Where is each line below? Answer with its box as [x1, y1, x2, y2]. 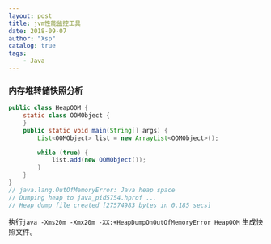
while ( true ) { [37, 149, 89, 157]
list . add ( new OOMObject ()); [51, 156, 147, 164]
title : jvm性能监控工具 [8, 19, 81, 27]
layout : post [8, 11, 53, 20]
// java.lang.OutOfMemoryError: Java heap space [8, 186, 176, 194]
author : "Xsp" [8, 34, 57, 43]
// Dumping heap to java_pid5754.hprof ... [8, 193, 158, 202]
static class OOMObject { [23, 111, 111, 120]
